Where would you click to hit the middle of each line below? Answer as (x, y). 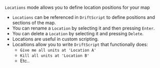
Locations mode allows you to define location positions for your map (77, 7)
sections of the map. (34, 23)
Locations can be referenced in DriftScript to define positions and (84, 17)
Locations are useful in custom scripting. (55, 39)
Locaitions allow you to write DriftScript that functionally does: (80, 44)
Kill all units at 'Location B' (55, 56)
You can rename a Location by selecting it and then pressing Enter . (84, 28)
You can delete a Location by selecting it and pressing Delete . (78, 33)
